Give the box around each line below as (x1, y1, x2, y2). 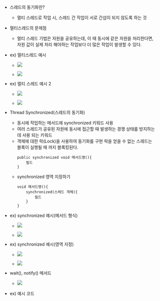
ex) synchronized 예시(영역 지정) (9, 241, 74, 247)
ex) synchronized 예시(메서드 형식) (9, 212, 78, 218)
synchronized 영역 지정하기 (17, 174, 71, 180)
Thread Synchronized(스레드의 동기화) (9, 110, 85, 115)
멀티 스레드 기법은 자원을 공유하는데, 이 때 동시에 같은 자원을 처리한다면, (17, 36, 154, 41)
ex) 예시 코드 (9, 291, 35, 296)
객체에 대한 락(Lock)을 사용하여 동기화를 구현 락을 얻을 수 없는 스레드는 (17, 139, 152, 144)
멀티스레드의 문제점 (9, 25, 47, 31)
